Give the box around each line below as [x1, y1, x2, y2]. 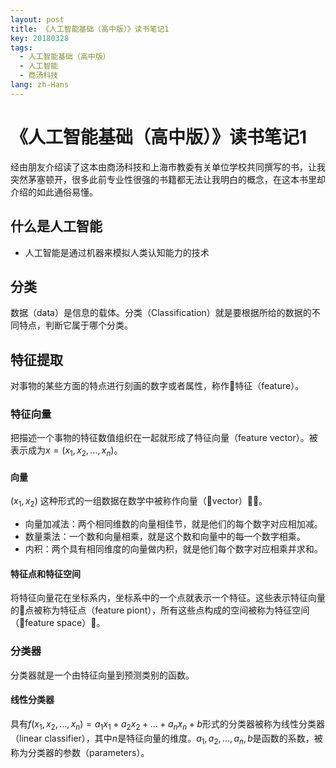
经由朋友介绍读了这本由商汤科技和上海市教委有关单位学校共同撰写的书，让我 [10, 161, 326, 173]
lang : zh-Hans [10, 80, 70, 90]
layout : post [10, 14, 65, 25]
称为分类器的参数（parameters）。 [10, 746, 150, 758]
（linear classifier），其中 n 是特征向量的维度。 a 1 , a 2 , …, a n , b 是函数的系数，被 [10, 732, 323, 746]
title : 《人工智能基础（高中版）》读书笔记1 [10, 24, 170, 34]
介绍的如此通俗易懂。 [10, 186, 98, 198]
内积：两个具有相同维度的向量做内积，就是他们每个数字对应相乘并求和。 [24, 543, 323, 555]
